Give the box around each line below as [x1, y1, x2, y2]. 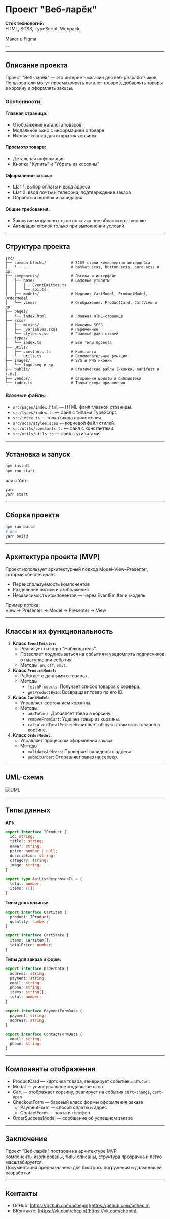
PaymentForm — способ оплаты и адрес [20, 1104, 107, 1110]
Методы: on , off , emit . [20, 662, 67, 668]
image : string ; [10, 862, 42, 867]
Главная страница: [5, 110, 48, 116]
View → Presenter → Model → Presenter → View [5, 607, 106, 613]
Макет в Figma [5, 36, 37, 42]
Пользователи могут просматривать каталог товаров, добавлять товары [5, 80, 163, 86]
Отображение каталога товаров [12, 121, 82, 128]
